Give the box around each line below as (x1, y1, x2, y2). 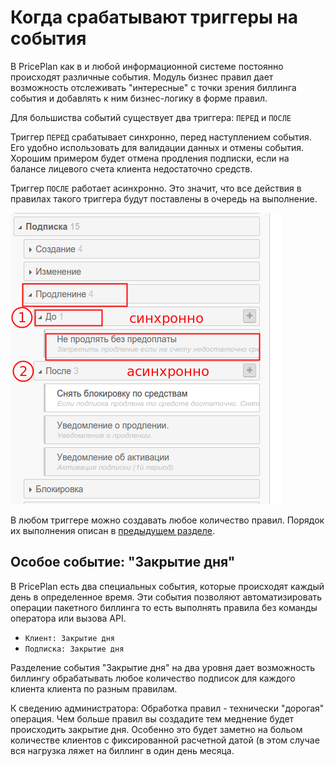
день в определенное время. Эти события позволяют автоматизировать (10, 591, 323, 603)
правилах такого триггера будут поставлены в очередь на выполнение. (10, 192, 318, 205)
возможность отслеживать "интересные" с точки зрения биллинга (10, 81, 297, 93)
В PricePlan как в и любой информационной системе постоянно (10, 60, 284, 72)
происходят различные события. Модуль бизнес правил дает (10, 71, 274, 83)
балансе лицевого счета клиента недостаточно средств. (10, 162, 253, 175)
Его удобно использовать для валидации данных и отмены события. (10, 141, 305, 153)
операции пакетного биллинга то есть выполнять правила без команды (10, 601, 318, 613)
